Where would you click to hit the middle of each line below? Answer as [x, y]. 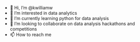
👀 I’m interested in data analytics [43, 13]
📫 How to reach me [30, 34]
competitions [23, 29]
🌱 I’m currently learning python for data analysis [59, 18]
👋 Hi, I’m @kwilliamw [31, 8]
